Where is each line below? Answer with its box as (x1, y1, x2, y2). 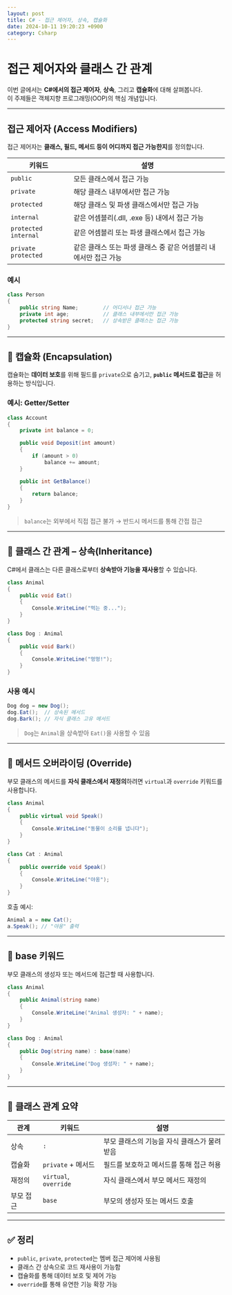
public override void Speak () (19, 863, 107, 870)
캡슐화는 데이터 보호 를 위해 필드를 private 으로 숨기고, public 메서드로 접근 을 (7, 371, 214, 379)
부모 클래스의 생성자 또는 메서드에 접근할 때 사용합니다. (7, 970, 155, 978)
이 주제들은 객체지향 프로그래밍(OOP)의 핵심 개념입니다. (7, 94, 157, 102)
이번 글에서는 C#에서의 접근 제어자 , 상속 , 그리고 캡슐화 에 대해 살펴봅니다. (7, 86, 203, 94)
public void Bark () (19, 643, 76, 650)
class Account (7, 414, 48, 421)
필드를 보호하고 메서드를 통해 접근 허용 (103, 1159, 221, 1169)
